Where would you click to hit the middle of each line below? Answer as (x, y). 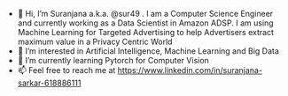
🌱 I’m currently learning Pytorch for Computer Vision (113, 60)
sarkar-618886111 (49, 83)
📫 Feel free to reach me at (66, 70)
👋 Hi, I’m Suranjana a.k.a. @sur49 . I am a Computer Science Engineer (145, 14)
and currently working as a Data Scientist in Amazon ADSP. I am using (145, 23)
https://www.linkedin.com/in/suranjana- (190, 70)
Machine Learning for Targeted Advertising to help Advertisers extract (146, 32)
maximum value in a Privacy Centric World (95, 41)
